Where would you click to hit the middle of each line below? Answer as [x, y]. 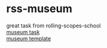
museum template [29, 38]
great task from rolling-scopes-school [53, 26]
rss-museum [39, 9]
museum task [23, 32]
